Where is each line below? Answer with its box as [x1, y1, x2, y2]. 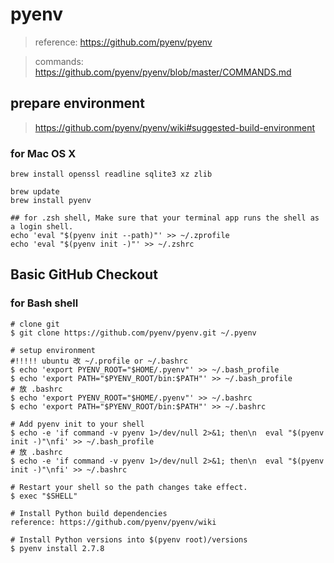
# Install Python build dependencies [10, 508, 168, 518]
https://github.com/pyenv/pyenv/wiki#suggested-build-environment [34, 121, 316, 133]
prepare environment [10, 95, 145, 112]
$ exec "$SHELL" [10, 491, 78, 501]
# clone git [10, 319, 60, 329]
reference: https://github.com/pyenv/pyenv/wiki [10, 517, 217, 527]
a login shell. [10, 222, 74, 232]
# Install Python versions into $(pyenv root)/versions [10, 534, 248, 545]
